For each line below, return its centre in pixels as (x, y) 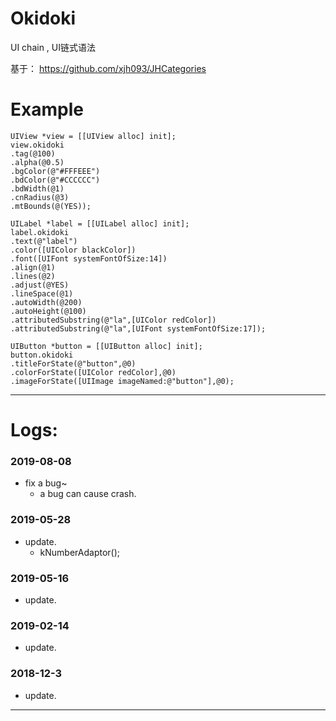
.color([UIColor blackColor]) (73, 250)
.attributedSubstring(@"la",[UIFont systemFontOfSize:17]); (138, 328)
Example (47, 109)
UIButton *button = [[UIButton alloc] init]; (106, 346)
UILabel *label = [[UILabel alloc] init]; (100, 223)
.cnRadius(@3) (40, 197)
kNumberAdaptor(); (80, 552)
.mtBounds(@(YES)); (51, 206)
